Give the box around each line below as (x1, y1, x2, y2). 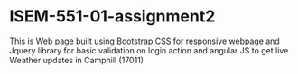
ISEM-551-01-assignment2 (9, 6, 216, 27)
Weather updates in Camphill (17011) (9, 54, 144, 65)
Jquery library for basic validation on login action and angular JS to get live (9, 45, 289, 55)
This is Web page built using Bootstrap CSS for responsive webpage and (9, 36, 280, 46)
